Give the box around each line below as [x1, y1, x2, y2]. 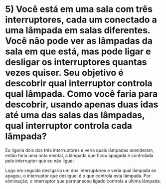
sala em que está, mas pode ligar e [5, 46, 151, 57]
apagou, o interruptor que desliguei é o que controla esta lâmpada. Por [5, 173, 151, 179]
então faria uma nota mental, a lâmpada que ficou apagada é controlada [5, 152, 154, 158]
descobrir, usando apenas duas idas [5, 99, 159, 110]
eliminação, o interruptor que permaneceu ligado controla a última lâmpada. [5, 178, 161, 184]
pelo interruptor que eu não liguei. [5, 158, 75, 164]
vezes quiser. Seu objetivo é [5, 67, 124, 78]
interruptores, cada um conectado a [5, 14, 157, 25]
